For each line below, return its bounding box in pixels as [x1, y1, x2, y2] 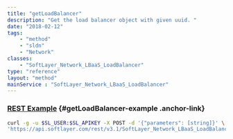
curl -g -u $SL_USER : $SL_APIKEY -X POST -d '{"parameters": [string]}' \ [7, 119, 225, 127]
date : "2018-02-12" [7, 23, 64, 30]
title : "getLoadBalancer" [7, 10, 82, 17]
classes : [7, 55, 33, 62]
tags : [7, 29, 23, 37]
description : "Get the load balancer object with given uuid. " [7, 17, 197, 24]
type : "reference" [7, 68, 60, 75]
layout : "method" [7, 74, 58, 82]
